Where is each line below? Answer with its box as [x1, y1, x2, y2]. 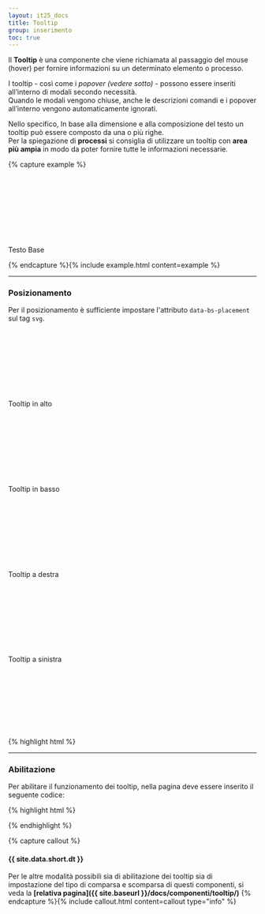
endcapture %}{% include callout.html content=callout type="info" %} [8, 897, 237, 906]
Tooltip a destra [8, 569, 59, 579]
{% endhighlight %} [8, 821, 73, 830]
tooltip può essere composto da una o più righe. [8, 128, 164, 137]
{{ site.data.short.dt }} [8, 854, 84, 863]
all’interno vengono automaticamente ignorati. [8, 104, 158, 114]
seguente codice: [8, 790, 65, 800]
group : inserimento [8, 26, 73, 34]
